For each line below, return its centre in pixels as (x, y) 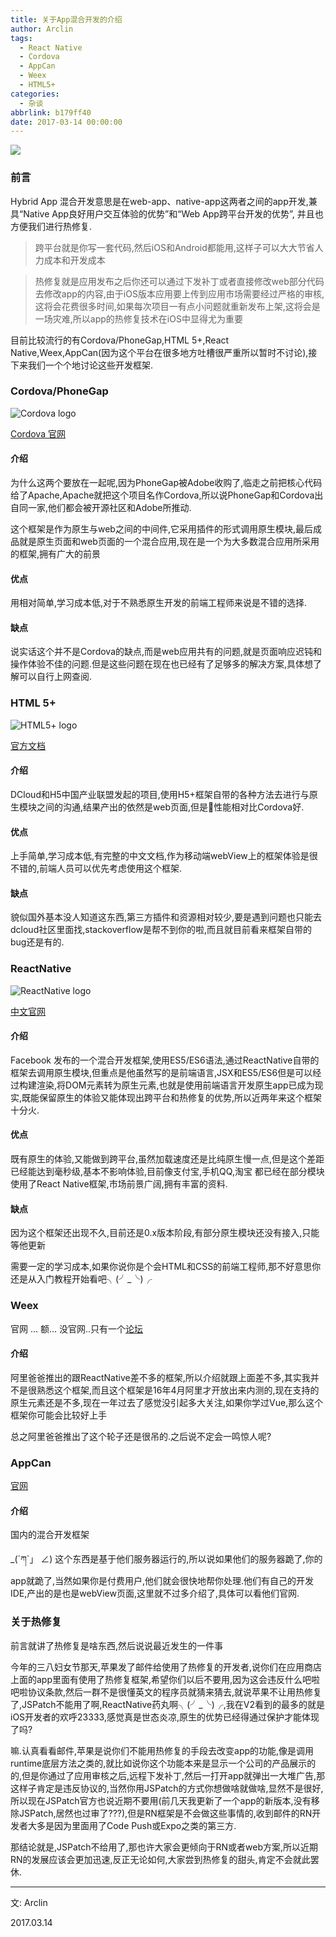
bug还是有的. (37, 942)
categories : (35, 94)
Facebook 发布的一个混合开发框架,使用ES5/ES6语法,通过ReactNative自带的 (165, 1060)
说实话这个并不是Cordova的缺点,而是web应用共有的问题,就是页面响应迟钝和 (166, 652)
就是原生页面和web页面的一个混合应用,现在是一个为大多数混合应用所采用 (169, 542)
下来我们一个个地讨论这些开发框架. (82, 365)
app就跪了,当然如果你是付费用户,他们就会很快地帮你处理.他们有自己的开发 (162, 1581)
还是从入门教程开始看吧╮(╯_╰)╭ (81, 1279)
